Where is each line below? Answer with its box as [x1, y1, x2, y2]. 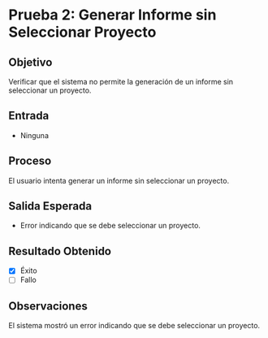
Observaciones [8, 299, 88, 313]
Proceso [8, 154, 52, 168]
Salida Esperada [8, 199, 92, 213]
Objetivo [8, 55, 53, 69]
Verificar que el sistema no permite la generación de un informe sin [8, 77, 234, 86]
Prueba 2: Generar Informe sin [8, 6, 217, 24]
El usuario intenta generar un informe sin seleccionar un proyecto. [8, 175, 230, 185]
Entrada [8, 109, 50, 123]
